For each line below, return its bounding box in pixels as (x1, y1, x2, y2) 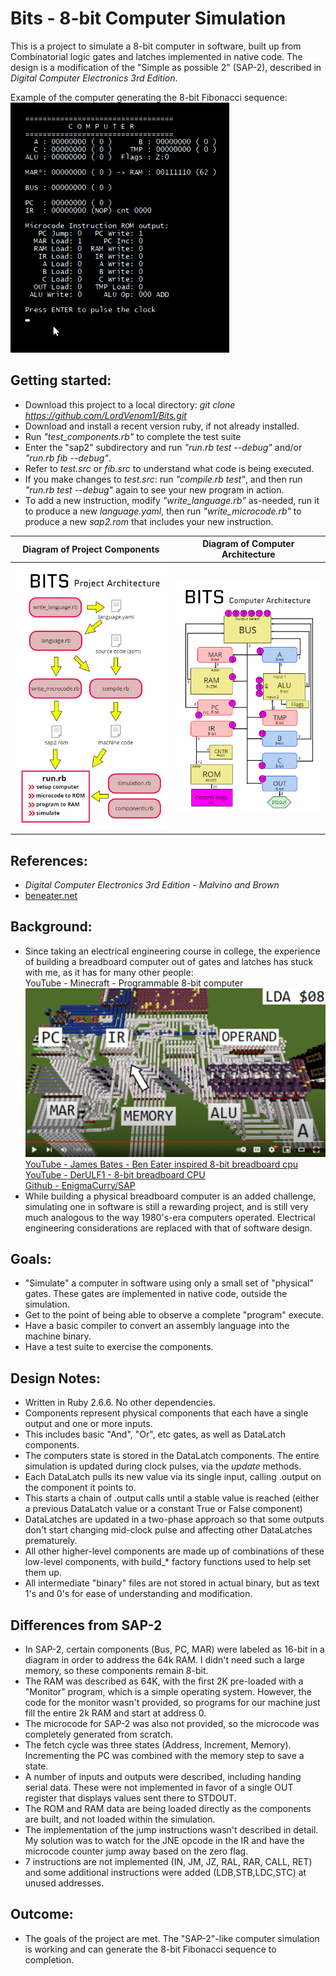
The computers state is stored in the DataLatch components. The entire (24, 1450, 320, 1462)
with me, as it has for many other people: (24, 966, 194, 978)
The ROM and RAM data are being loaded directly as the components (24, 1803, 312, 1815)
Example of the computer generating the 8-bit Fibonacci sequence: (10, 91, 288, 103)
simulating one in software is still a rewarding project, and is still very (24, 1200, 309, 1212)
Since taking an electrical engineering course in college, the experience (24, 945, 321, 957)
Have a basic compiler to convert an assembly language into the (24, 1320, 290, 1332)
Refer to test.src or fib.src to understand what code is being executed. (24, 462, 315, 474)
